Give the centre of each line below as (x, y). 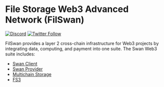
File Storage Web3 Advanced (67, 9)
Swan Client (25, 63)
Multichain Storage (32, 74)
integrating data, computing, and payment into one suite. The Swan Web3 (81, 48)
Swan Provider (27, 69)
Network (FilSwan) (45, 20)
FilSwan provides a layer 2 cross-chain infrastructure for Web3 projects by (82, 43)
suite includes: (20, 54)
